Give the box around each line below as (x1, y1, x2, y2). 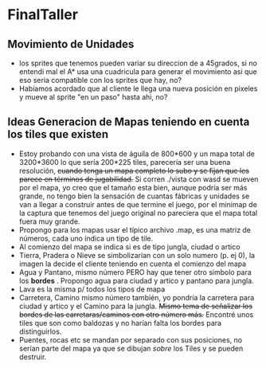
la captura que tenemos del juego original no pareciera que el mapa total (18, 208, 258, 217)
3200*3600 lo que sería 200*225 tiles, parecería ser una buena (18, 157, 231, 166)
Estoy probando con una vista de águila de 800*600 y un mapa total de (18, 149, 256, 159)
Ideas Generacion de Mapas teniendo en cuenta (7, 115, 250, 129)
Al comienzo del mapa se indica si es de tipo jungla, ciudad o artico (18, 241, 241, 252)
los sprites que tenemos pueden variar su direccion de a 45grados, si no (18, 58, 258, 68)
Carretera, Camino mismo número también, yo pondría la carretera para (18, 292, 255, 302)
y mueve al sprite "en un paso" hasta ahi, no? (18, 92, 168, 101)
